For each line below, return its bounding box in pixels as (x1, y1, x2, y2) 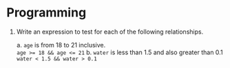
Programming (6, 5, 87, 21)
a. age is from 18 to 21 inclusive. (16, 41, 106, 49)
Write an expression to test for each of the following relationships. (16, 27, 204, 36)
